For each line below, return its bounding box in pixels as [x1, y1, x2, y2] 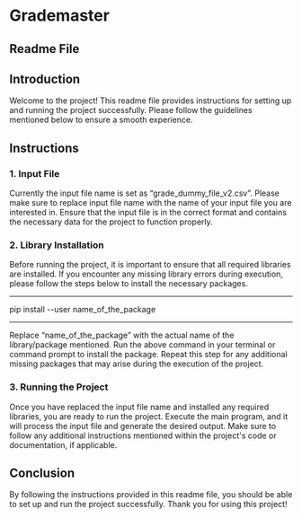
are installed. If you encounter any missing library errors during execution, [9, 268, 283, 279]
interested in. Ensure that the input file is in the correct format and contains [9, 207, 288, 218]
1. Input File [9, 167, 60, 180]
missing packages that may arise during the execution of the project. [9, 358, 264, 369]
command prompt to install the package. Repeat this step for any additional [9, 349, 288, 360]
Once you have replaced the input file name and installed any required [9, 401, 270, 412]
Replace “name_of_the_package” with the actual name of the [9, 329, 235, 341]
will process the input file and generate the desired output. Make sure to [9, 420, 277, 431]
